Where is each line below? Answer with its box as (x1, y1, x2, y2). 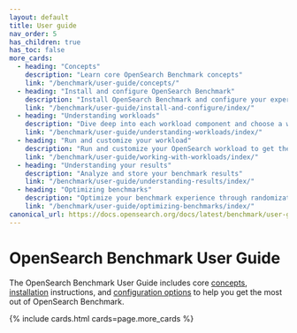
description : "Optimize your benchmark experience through (25, 193, 247, 203)
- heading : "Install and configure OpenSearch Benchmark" (17, 87, 236, 95)
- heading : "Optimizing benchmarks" (17, 185, 152, 194)
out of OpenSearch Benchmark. (9, 296, 126, 307)
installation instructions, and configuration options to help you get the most (9, 286, 283, 297)
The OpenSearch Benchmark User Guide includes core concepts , (9, 277, 247, 288)
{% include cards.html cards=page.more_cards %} (9, 313, 194, 323)
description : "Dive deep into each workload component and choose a (25, 120, 283, 129)
